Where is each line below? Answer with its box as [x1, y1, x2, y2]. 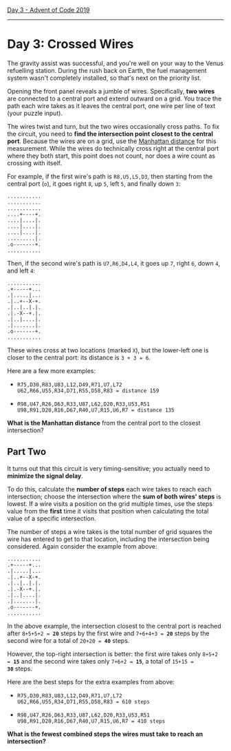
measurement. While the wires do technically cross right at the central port [7, 144, 219, 152]
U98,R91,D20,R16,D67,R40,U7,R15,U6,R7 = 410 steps [16, 717, 166, 725]
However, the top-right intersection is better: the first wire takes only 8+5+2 [7, 650, 219, 658]
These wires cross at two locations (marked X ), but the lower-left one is [7, 346, 209, 354]
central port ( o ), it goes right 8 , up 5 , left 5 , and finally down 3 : [7, 179, 181, 188]
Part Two [7, 446, 47, 458]
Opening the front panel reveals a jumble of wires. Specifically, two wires [7, 87, 215, 95]
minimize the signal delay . [7, 472, 84, 480]
